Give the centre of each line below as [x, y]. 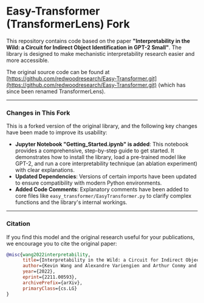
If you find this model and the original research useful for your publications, [100, 237]
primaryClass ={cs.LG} [50, 288]
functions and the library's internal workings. [71, 202]
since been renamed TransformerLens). [56, 91]
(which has [172, 85]
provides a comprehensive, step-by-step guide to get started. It [94, 151]
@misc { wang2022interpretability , [49, 254]
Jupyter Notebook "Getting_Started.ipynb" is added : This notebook [102, 145]
